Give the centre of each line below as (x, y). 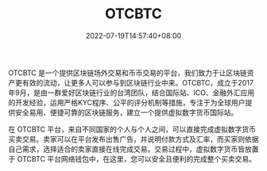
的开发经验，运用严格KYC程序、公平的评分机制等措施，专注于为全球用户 (127, 102)
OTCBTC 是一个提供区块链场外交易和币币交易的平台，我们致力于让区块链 (128, 73)
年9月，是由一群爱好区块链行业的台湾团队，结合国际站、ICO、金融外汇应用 (132, 93)
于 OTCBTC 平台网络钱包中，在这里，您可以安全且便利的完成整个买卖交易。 (132, 158)
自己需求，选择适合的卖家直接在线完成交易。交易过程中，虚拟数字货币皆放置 (133, 149)
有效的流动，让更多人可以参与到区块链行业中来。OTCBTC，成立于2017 (138, 82)
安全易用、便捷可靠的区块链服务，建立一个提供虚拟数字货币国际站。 (126, 112)
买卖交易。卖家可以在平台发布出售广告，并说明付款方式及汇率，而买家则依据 (133, 139)
